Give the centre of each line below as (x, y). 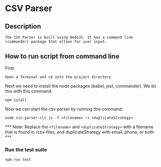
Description (23, 26)
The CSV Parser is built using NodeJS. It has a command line (69, 37)
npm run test (18, 160)
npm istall (16, 100)
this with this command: (29, 91)
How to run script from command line (62, 56)
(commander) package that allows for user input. (56, 42)
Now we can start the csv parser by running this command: (64, 109)
